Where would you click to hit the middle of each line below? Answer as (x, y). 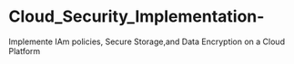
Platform (25, 50)
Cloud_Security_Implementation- (137, 17)
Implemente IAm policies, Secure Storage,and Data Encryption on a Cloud (147, 41)
